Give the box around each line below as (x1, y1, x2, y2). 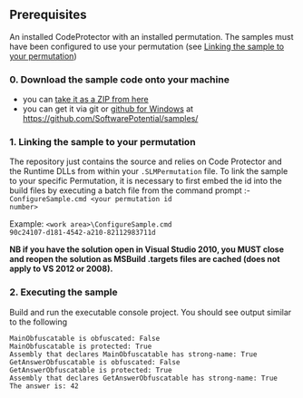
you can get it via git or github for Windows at (22, 103, 193, 114)
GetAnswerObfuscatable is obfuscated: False (9, 357, 181, 366)
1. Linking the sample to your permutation (9, 136, 197, 149)
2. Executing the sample (9, 286, 118, 298)
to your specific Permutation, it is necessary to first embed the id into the (9, 176, 283, 187)
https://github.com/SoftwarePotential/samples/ (22, 113, 199, 124)
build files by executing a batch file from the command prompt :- (9, 185, 251, 196)
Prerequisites (9, 7, 87, 23)
